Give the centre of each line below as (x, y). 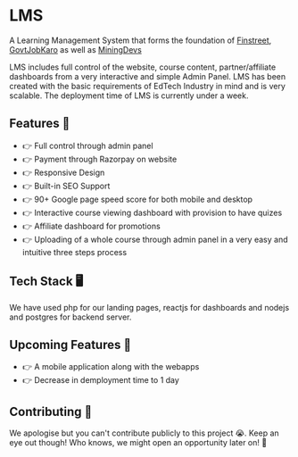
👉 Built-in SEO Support (66, 186)
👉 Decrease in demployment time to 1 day (101, 380)
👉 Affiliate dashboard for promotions (91, 226)
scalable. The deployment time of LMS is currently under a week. (129, 96)
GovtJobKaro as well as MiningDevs (76, 49)
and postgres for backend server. (70, 317)
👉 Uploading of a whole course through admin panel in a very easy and (155, 239)
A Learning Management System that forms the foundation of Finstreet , (141, 40)
